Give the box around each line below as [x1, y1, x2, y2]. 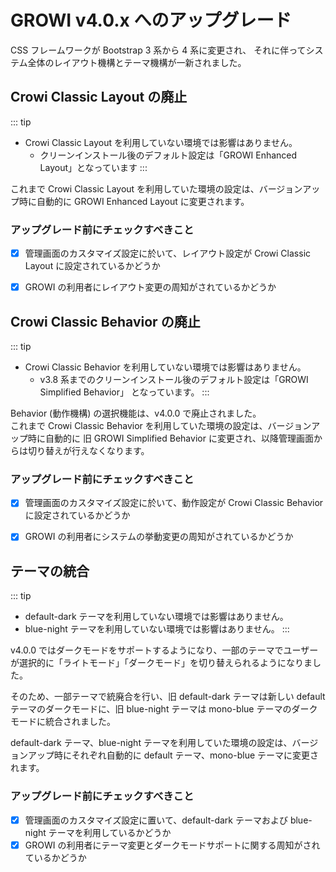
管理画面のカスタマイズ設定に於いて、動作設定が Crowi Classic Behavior [24, 497, 324, 509]
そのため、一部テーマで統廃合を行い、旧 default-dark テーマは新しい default [10, 691, 326, 703]
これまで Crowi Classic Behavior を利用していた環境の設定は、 [10, 419, 268, 431]
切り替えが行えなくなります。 [27, 444, 150, 456]
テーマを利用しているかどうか [48, 826, 172, 838]
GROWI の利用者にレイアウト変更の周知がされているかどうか [24, 281, 277, 293]
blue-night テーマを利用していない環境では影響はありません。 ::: [24, 623, 290, 635]
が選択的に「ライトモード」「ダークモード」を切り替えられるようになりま [10, 657, 313, 669]
